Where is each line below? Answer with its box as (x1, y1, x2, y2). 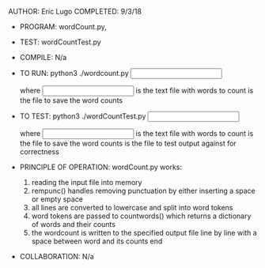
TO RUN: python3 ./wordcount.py (19, 69, 129, 77)
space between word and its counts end (31, 236, 163, 246)
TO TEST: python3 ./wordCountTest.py (19, 111, 146, 121)
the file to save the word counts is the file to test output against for (19, 138, 237, 148)
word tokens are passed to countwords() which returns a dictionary (31, 211, 252, 221)
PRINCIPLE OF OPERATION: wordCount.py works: (19, 162, 183, 172)
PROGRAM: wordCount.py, (19, 22, 107, 31)
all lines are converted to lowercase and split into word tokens (31, 203, 233, 212)
